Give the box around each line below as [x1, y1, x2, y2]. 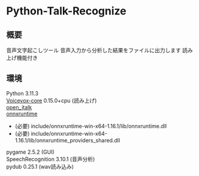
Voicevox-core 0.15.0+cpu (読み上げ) [6, 97, 97, 104]
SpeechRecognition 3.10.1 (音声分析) [6, 155, 95, 163]
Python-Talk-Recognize [6, 4, 127, 18]
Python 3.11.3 [6, 90, 39, 97]
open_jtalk [6, 103, 32, 111]
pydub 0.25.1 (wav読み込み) [6, 163, 74, 170]
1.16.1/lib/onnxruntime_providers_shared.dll [14, 136, 120, 144]
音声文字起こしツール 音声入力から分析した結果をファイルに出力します [6, 47, 181, 53]
